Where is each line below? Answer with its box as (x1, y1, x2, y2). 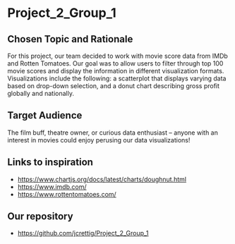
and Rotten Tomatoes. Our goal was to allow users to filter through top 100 (7, 59, 224, 68)
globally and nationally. (7, 90, 75, 97)
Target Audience (7, 109, 83, 121)
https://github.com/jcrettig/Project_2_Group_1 (17, 229, 150, 238)
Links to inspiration (7, 157, 94, 169)
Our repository (7, 210, 73, 223)
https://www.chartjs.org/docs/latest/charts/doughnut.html (17, 175, 187, 183)
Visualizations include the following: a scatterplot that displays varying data (7, 74, 227, 83)
